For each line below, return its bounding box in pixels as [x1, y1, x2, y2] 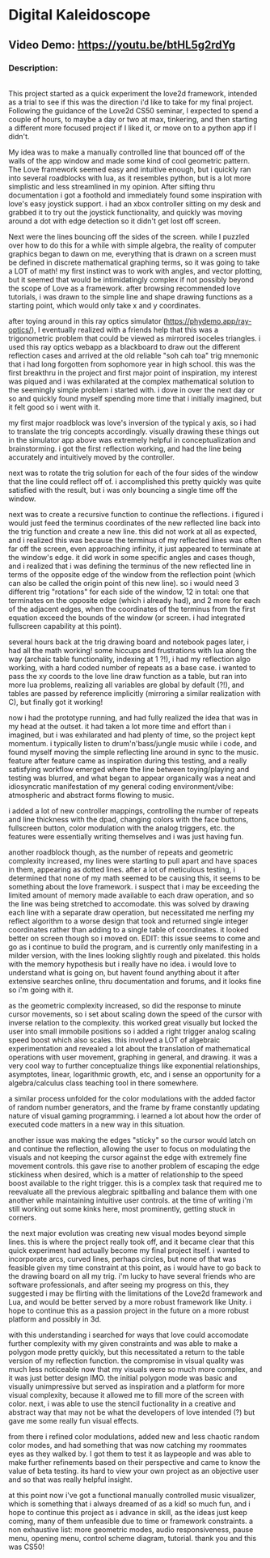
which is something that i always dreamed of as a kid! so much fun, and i [8, 1499, 251, 1509]
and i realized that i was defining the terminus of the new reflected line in [8, 561, 251, 571]
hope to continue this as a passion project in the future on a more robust [8, 1305, 249, 1316]
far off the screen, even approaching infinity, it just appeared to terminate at [8, 544, 261, 554]
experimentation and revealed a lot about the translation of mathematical [8, 1044, 251, 1054]
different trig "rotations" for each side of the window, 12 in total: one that [8, 587, 249, 596]
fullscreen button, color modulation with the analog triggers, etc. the [8, 823, 236, 833]
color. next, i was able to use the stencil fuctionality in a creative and [8, 1399, 236, 1409]
